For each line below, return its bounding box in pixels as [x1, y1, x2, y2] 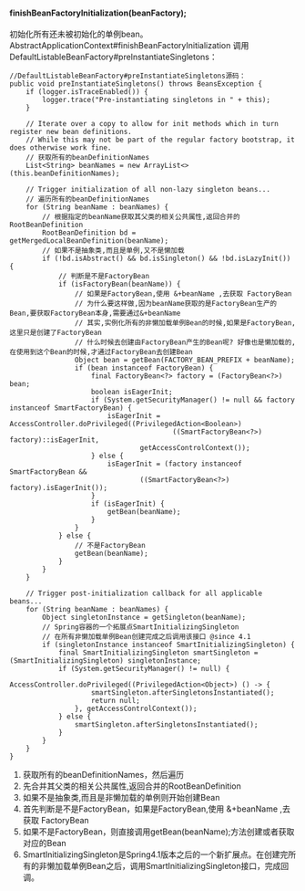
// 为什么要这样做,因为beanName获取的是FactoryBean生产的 [74, 299, 278, 309]
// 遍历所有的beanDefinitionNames [25, 194, 150, 204]
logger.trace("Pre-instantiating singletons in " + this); [42, 96, 271, 105]
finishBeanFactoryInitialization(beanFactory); [9, 7, 187, 18]
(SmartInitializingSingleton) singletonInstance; [9, 656, 202, 666]
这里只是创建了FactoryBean [9, 329, 102, 338]
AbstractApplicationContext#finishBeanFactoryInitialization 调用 [9, 40, 249, 51]
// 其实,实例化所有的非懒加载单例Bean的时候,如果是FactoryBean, [74, 319, 296, 328]
